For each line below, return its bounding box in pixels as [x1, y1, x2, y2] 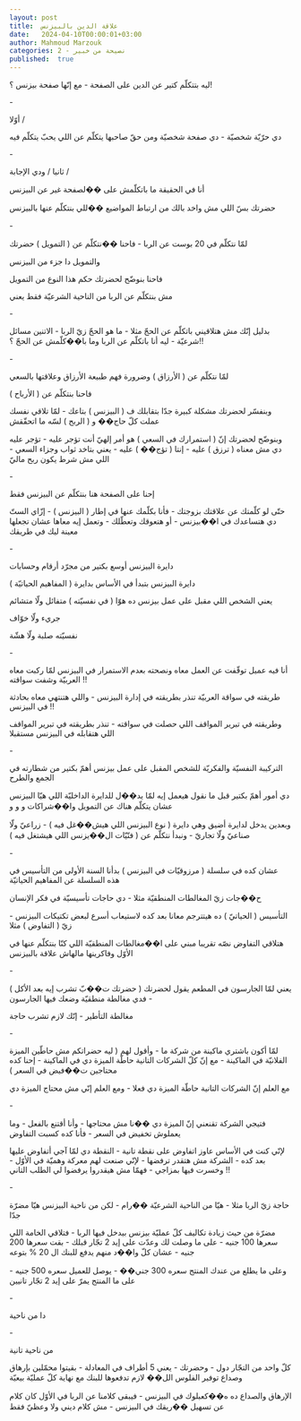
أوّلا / [9, 114, 25, 124]
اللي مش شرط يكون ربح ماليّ [9, 454, 110, 464]
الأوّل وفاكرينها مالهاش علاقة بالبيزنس [9, 948, 133, 958]
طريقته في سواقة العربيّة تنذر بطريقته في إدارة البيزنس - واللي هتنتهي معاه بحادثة [9, 691, 280, 702]
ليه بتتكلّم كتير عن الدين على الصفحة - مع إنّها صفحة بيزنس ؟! [9, 80, 213, 90]
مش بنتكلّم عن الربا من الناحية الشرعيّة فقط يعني [9, 291, 173, 301]
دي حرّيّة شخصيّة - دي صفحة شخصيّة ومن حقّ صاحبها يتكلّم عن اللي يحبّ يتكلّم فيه [9, 132, 282, 141]
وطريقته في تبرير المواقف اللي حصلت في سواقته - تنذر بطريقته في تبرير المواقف [9, 718, 282, 729]
